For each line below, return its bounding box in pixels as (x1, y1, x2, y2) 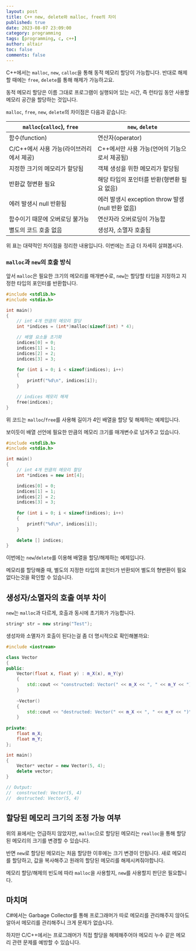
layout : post (6, 8, 38, 15)
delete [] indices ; (16, 537, 64, 543)
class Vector (6, 654, 38, 660)
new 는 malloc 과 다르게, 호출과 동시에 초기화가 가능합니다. (6, 609, 135, 616)
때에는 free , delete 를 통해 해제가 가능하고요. (12, 76, 115, 83)
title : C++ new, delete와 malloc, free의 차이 (6, 14, 117, 20)
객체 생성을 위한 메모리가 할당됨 (97, 164, 180, 173)
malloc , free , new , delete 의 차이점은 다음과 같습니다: (6, 108, 127, 115)
